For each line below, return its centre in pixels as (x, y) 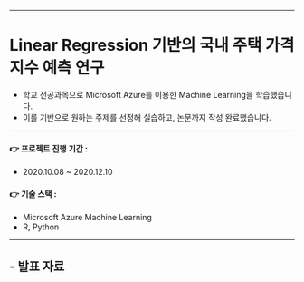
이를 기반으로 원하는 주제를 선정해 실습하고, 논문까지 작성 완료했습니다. (147, 117)
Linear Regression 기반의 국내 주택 (136, 45)
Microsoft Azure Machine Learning (87, 218)
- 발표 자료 (37, 266)
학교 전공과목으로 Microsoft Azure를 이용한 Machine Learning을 (138, 94)
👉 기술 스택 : (33, 194)
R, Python (41, 227)
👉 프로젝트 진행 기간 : (49, 148)
